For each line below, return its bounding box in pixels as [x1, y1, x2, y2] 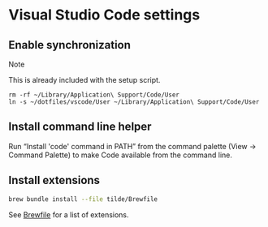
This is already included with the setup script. [8, 75, 161, 84]
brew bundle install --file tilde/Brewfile [8, 195, 158, 203]
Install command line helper [8, 120, 152, 134]
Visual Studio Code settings [8, 6, 201, 24]
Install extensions [8, 173, 100, 187]
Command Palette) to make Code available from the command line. [8, 150, 233, 160]
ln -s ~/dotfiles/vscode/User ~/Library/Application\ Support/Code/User [8, 98, 260, 106]
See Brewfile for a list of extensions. [8, 209, 129, 220]
